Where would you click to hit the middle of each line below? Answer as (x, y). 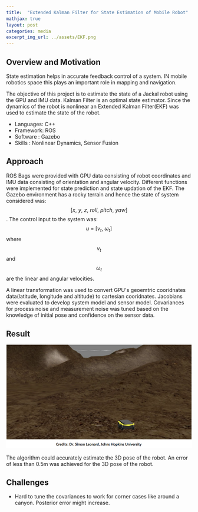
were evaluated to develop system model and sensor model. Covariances (95, 303)
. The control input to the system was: (52, 219)
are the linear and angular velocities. (50, 279)
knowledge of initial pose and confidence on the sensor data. (80, 315)
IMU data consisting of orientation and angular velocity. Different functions (97, 182)
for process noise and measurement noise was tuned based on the (88, 309)
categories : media (29, 31)
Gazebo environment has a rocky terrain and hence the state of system (93, 194)
